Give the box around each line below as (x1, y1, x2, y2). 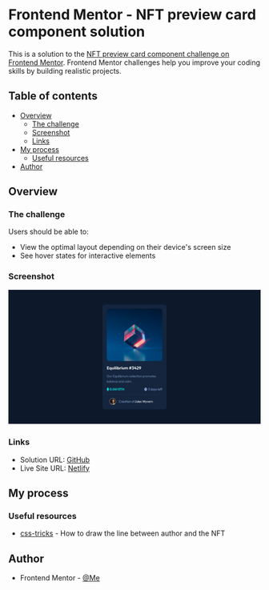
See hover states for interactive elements (19, 251, 156, 261)
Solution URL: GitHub (19, 455, 90, 464)
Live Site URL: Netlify (19, 463, 90, 473)
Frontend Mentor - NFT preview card (8, 6, 256, 24)
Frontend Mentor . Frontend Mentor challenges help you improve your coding (8, 58, 261, 67)
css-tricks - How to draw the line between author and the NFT (19, 528, 226, 538)
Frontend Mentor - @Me (19, 573, 100, 583)
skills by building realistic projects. (8, 66, 122, 75)
